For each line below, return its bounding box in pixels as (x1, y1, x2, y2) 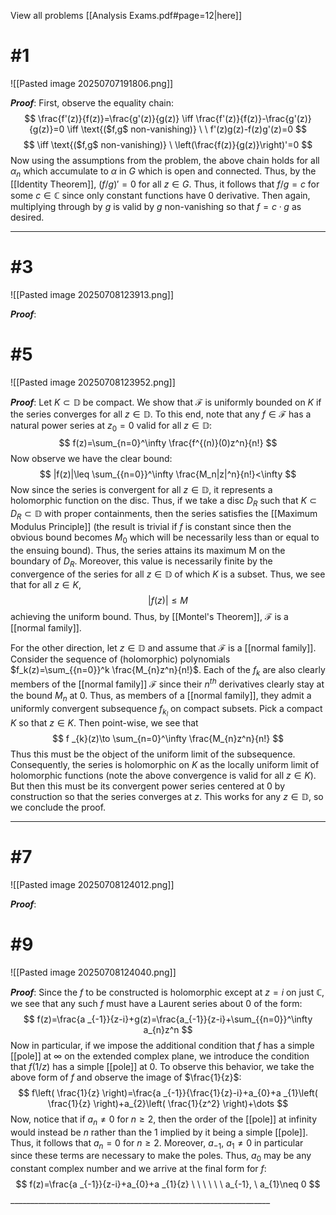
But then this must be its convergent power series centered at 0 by (10, 780, 286, 792)
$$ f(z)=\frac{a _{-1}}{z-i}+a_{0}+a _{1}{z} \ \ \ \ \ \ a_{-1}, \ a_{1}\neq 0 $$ (15, 1178, 321, 1190)
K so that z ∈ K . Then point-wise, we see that (10, 716, 199, 729)
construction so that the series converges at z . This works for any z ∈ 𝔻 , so (10, 790, 324, 802)
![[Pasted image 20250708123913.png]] (10, 288, 174, 300)
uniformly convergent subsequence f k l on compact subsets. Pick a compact (10, 702, 323, 718)
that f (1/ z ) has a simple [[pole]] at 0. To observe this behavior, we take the (10, 1060, 315, 1072)
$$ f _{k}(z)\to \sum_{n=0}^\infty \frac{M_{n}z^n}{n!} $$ (51, 732, 285, 744)
